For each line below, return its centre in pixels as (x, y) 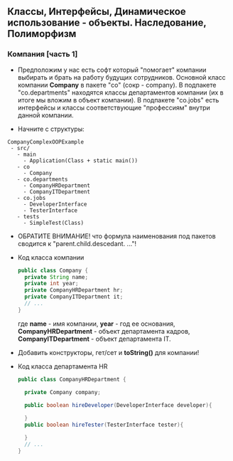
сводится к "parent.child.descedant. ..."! (77, 243)
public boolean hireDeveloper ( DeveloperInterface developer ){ (118, 405)
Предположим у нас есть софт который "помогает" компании (112, 70)
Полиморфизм (42, 34)
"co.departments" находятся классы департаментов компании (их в (120, 92)
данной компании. (45, 115)
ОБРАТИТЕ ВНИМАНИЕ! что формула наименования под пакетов (116, 236)
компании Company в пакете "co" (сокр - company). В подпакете (117, 85)
